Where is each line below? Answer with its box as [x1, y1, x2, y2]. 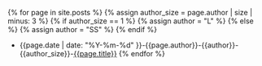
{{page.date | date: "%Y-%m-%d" [19, 40, 135, 50]
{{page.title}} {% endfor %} [73, 49, 166, 58]
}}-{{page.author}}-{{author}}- [135, 40, 239, 50]
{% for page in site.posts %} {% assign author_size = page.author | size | [7, 8, 253, 17]
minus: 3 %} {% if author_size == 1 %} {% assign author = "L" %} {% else [7, 16, 254, 26]
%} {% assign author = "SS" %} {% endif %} [7, 25, 158, 34]
